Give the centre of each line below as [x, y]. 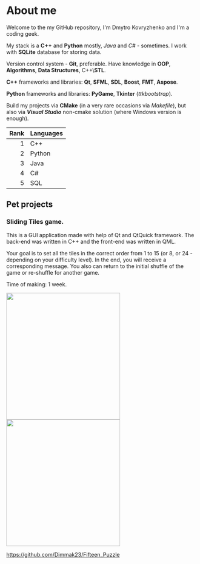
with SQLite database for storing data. [54, 52]
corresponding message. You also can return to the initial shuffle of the [95, 266]
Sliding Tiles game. [35, 222]
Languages [47, 133]
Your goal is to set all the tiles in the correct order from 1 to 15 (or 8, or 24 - [99, 253]
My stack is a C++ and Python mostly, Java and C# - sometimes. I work [96, 45]
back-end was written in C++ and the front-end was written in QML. [91, 241]
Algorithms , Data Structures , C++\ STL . [56, 70]
